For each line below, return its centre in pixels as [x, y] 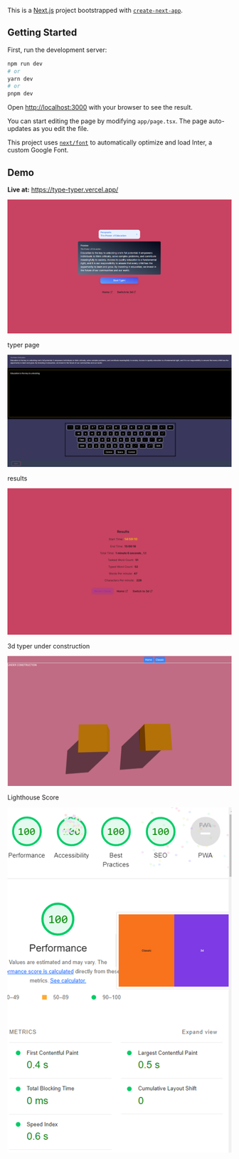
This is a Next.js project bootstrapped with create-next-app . [95, 10]
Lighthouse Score [33, 797]
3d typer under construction [49, 646]
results [17, 478]
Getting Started [42, 32]
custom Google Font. [38, 150]
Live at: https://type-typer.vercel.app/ [63, 189]
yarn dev [20, 79]
